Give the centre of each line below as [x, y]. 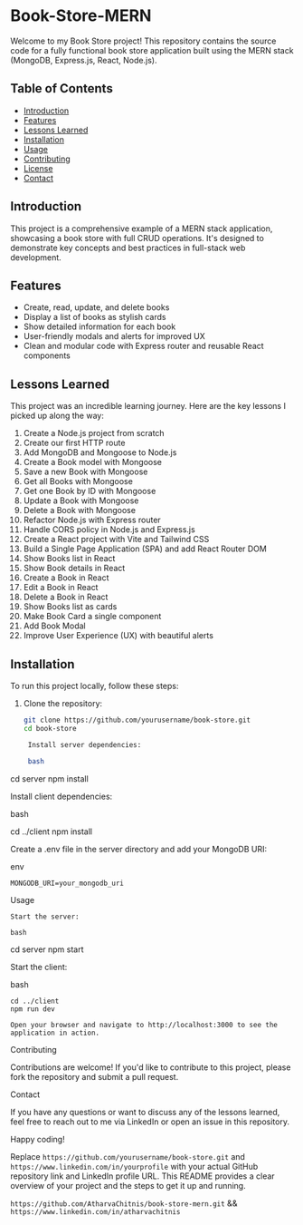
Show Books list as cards [70, 607]
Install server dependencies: [85, 744]
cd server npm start [47, 949]
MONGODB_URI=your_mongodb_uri [67, 883]
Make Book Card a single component [92, 617]
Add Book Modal [54, 626]
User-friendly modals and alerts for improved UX [114, 336]
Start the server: [45, 917]
